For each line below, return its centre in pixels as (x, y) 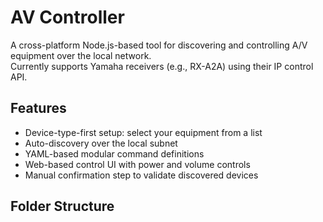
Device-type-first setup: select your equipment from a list (143, 132)
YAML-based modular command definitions (114, 153)
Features (38, 108)
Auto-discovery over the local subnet (101, 143)
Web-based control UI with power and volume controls (137, 164)
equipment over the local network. (81, 55)
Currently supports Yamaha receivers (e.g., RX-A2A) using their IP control (162, 66)
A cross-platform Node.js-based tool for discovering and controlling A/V (159, 45)
